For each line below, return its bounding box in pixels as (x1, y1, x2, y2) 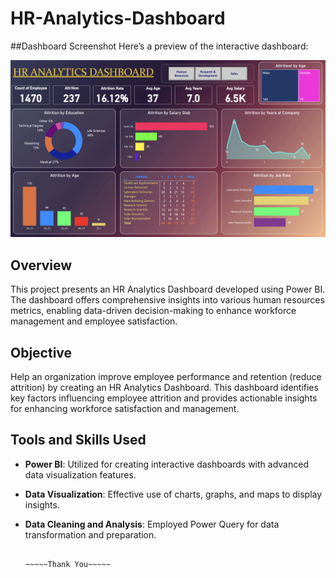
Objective (10, 344, 73, 361)
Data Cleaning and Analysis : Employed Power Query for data (24, 518, 280, 530)
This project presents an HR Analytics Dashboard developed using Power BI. (10, 283, 326, 296)
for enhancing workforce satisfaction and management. (10, 403, 240, 415)
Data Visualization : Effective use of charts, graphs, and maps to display (24, 488, 323, 500)
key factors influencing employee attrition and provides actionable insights (10, 392, 318, 404)
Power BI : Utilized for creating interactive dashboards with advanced (24, 458, 309, 470)
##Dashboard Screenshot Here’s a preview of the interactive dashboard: (10, 40, 309, 52)
